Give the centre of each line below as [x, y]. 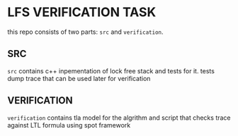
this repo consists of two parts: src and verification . [86, 32]
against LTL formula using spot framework [69, 125]
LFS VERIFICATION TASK [82, 12]
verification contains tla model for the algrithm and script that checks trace [119, 118]
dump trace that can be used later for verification [79, 78]
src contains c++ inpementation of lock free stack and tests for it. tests [111, 70]
